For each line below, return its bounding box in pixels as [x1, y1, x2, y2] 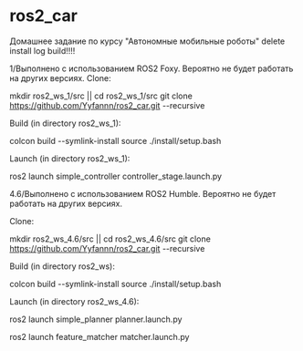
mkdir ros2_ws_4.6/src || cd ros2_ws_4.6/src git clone [9, 233, 212, 244]
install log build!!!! [9, 45, 76, 56]
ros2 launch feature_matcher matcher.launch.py [9, 331, 190, 342]
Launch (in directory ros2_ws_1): [9, 152, 131, 164]
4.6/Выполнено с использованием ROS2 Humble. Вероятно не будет [9, 188, 277, 199]
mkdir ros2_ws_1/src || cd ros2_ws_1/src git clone [9, 90, 193, 101]
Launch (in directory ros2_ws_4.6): [9, 295, 140, 306]
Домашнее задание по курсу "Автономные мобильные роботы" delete [9, 36, 286, 46]
